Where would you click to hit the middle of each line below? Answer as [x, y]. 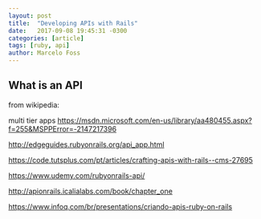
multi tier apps [32, 120]
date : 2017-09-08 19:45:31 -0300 [68, 30]
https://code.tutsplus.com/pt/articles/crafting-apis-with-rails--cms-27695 [130, 160]
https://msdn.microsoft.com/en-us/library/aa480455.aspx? [155, 120]
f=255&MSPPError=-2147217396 [63, 128]
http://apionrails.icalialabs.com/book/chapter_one [90, 191]
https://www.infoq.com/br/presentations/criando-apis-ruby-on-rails [120, 206]
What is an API [45, 85]
